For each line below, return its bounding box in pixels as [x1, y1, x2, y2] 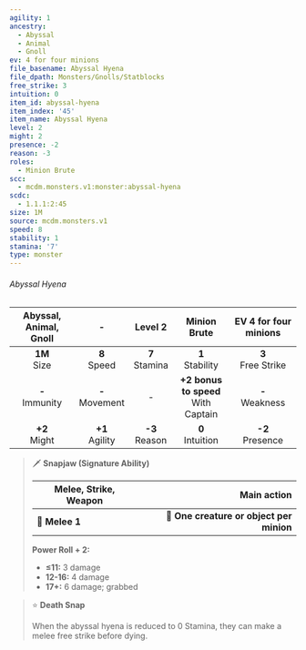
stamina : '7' [9, 242, 59, 251]
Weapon [66, 494, 104, 507]
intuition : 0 [9, 89, 59, 98]
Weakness [240, 397, 286, 410]
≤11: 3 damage [45, 562, 101, 574]
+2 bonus [179, 374, 223, 387]
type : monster [9, 250, 64, 259]
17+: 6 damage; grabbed [45, 582, 138, 593]
